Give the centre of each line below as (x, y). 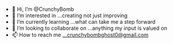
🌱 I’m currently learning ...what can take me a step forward (84, 22)
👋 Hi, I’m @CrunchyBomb (43, 9)
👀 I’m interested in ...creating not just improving (70, 15)
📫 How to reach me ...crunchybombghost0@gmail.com (80, 35)
